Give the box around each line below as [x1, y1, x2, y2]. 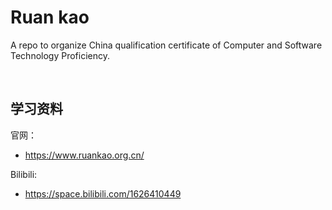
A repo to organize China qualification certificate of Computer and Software [10, 39, 323, 51]
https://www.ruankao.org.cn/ [24, 149, 145, 161]
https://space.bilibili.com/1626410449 [24, 187, 182, 200]
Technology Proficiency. [10, 49, 111, 61]
